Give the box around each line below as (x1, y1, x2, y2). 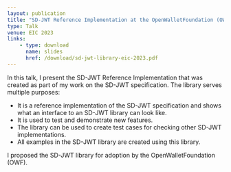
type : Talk (7, 23, 38, 29)
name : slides (25, 49, 63, 56)
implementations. (16, 130, 67, 138)
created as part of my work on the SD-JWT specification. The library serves (7, 80, 222, 89)
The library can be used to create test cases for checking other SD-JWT (16, 123, 222, 131)
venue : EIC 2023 (7, 29, 54, 36)
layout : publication (7, 10, 67, 17)
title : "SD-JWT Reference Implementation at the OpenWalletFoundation (7, 16, 214, 23)
